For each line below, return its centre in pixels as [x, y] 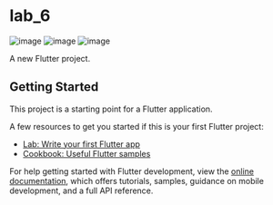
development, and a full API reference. [81, 190]
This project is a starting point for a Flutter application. [111, 109]
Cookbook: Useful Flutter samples [86, 153]
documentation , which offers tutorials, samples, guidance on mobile [136, 181]
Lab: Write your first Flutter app [81, 144]
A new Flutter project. [50, 58]
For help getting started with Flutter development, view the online [132, 171]
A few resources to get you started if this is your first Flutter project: [136, 126]
